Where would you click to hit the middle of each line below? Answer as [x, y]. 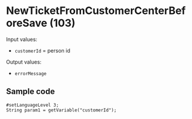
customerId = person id [42, 50]
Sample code [31, 92]
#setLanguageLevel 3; [33, 105]
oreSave [27, 23]
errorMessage [31, 73]
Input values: [22, 39]
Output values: [24, 62]
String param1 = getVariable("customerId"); [61, 110]
